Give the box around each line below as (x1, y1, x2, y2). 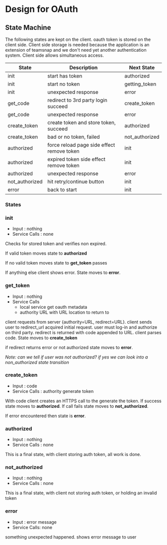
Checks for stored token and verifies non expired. (5, 241, 107, 247)
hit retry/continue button (47, 178, 104, 185)
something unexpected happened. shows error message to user (5, 534, 137, 540)
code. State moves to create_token (5, 335, 78, 341)
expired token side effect (47, 156, 106, 163)
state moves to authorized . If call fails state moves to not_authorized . (5, 403, 149, 409)
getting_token (124, 81, 157, 88)
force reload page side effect (47, 142, 115, 148)
